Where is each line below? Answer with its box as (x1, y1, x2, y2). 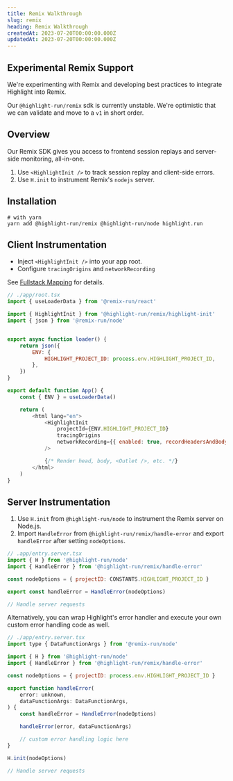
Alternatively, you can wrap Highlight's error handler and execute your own (7, 613, 222, 622)
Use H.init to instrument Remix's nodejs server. (17, 175, 155, 184)
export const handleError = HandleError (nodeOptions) (7, 588, 166, 595)
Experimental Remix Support (7, 62, 134, 74)
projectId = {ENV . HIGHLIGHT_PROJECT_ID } (56, 426, 169, 433)
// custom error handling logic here (19, 736, 129, 743)
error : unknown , (19, 691, 67, 698)
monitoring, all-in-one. (20, 154, 85, 163)
